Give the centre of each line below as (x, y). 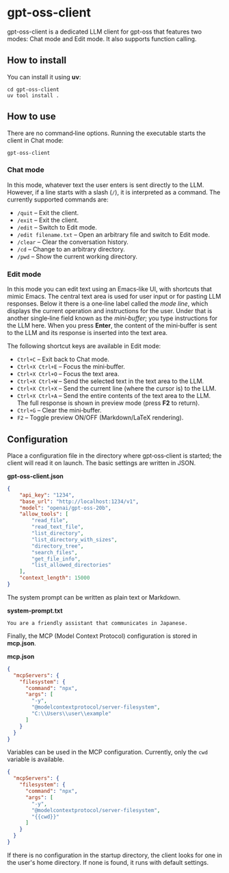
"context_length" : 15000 (55, 578)
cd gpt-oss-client (33, 89)
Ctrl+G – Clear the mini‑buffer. (59, 410)
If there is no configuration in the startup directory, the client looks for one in (114, 855)
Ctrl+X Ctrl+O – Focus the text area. (68, 374)
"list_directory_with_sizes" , (75, 539)
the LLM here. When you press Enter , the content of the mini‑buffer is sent (112, 325)
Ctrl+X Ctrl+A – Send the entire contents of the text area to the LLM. (113, 396)
